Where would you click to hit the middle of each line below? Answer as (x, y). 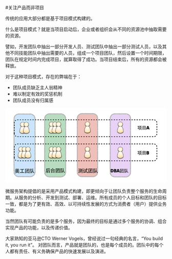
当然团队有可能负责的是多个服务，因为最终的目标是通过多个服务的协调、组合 (86, 221)
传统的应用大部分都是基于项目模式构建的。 (50, 18)
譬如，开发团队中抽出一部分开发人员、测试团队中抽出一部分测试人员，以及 (84, 47)
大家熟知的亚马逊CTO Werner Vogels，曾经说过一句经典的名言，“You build (84, 239)
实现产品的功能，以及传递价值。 (39, 228)
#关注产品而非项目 (25, 7)
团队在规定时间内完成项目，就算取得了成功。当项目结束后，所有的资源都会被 (86, 59)
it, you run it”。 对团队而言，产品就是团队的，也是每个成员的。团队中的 (80, 245)
